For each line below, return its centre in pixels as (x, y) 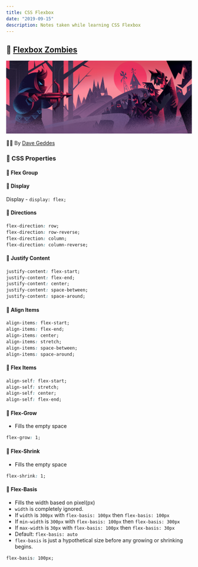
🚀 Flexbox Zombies (42, 49)
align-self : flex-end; (34, 400)
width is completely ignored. (49, 508)
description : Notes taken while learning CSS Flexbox (74, 25)
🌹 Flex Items (22, 368)
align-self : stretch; (33, 387)
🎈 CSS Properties (31, 158)
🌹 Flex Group (22, 172)
